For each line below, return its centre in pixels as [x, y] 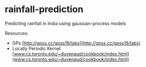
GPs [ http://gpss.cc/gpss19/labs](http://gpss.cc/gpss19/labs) [76, 43]
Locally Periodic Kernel [36, 48]
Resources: [17, 33]
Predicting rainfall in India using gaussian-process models [65, 23]
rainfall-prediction [44, 9]
